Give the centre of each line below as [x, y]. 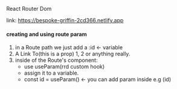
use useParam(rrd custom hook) [64, 67]
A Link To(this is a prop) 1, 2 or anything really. [72, 54]
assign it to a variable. [51, 73]
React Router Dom [29, 9]
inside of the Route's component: [56, 60]
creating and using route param [47, 34]
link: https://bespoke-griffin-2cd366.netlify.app [65, 20]
